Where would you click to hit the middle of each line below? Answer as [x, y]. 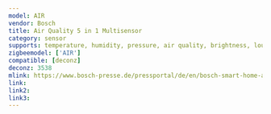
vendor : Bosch [32, 23]
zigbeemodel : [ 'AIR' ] [45, 53]
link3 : [19, 98]
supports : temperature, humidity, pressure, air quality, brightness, [129, 46]
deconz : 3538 [30, 68]
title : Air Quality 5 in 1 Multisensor [75, 31]
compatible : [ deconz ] [45, 61]
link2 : [19, 90]
